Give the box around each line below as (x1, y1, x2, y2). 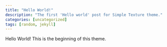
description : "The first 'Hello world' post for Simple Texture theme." (5, 12, 163, 17)
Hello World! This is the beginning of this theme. (5, 36, 106, 42)
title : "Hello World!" (5, 7, 53, 13)
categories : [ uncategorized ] (5, 17, 67, 22)
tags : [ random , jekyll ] (5, 21, 56, 27)
